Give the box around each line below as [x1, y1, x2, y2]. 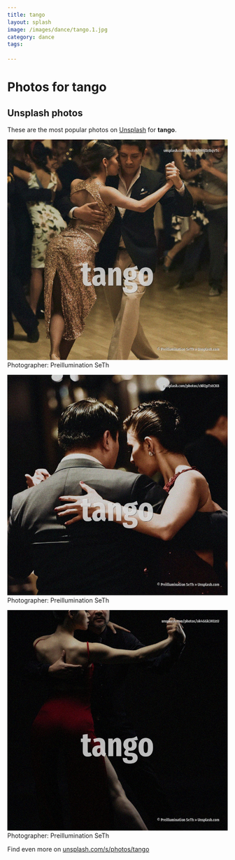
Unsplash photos [7, 107, 83, 119]
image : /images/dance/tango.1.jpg [7, 26, 108, 33]
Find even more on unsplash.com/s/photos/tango [7, 845, 150, 853]
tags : [7, 41, 23, 48]
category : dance [7, 34, 55, 41]
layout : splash [7, 18, 52, 26]
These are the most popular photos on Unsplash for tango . [7, 126, 177, 134]
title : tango [7, 11, 45, 18]
